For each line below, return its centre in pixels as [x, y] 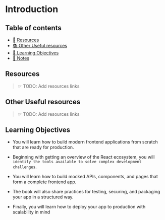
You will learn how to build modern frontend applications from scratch [85, 142]
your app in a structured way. [43, 197]
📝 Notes [21, 58]
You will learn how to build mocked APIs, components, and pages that [85, 177]
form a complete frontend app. [44, 182]
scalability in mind [31, 212]
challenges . [24, 167]
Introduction [32, 9]
